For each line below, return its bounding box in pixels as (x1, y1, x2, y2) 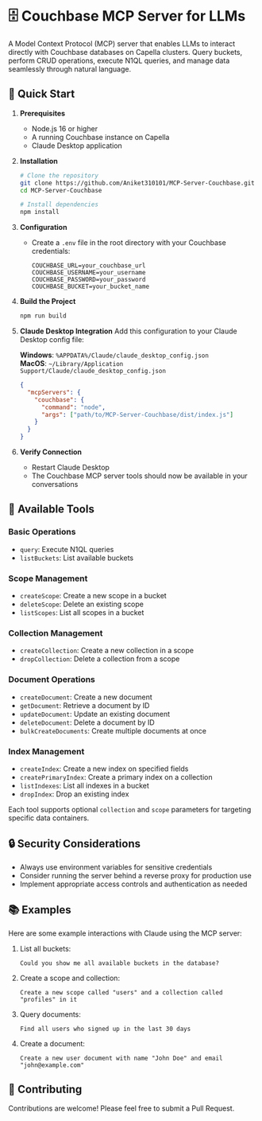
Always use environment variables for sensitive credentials (19, 862, 213, 872)
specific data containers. (8, 813, 90, 823)
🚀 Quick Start (8, 88, 75, 101)
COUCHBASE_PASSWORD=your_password (31, 276, 146, 284)
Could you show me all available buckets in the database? (19, 959, 220, 967)
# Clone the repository (19, 171, 99, 180)
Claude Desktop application (31, 141, 123, 150)
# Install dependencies (19, 200, 99, 208)
